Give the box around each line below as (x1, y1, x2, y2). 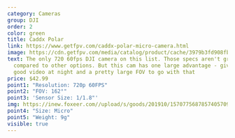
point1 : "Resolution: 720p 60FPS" (7, 82, 108, 89)
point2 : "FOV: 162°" (7, 88, 68, 95)
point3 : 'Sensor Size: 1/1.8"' (7, 95, 99, 102)
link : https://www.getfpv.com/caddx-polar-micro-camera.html (7, 43, 190, 49)
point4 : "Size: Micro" (7, 107, 73, 114)
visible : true (7, 120, 49, 128)
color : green (7, 29, 45, 37)
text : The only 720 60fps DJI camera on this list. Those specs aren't (7, 56, 220, 63)
